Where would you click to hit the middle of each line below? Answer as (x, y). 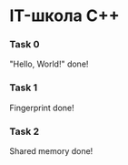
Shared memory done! (51, 151)
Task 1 (24, 88)
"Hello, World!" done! (49, 64)
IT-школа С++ (64, 16)
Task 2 (25, 131)
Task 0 (25, 45)
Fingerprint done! (42, 108)
